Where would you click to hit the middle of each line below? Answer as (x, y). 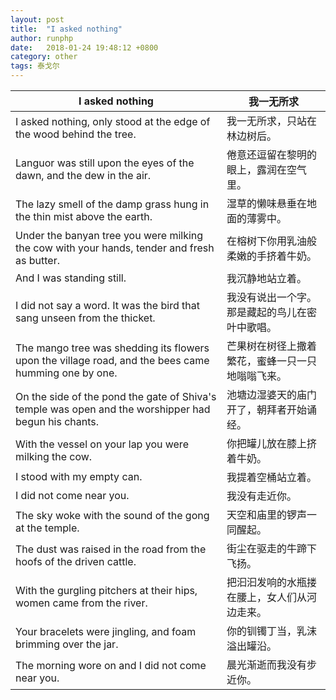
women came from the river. (81, 603)
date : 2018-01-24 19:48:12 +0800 (84, 47)
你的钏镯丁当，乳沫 (271, 631)
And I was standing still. (71, 278)
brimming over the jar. (67, 644)
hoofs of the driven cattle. (76, 561)
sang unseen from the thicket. (85, 318)
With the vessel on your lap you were (102, 444)
